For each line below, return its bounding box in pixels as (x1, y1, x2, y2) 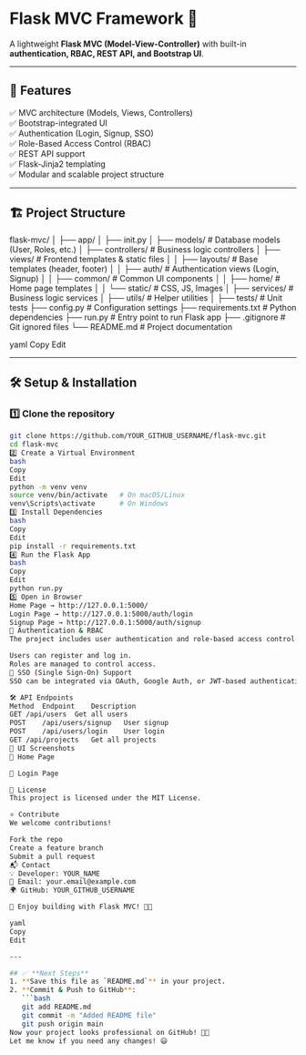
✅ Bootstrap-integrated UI (9, 118, 107, 128)
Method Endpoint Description (9, 702, 137, 711)
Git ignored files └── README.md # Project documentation (9, 321, 233, 332)
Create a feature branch (9, 843, 104, 853)
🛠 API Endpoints (9, 692, 74, 702)
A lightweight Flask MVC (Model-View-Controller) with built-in (9, 38, 248, 49)
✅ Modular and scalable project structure (9, 169, 165, 179)
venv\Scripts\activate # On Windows (9, 499, 169, 508)
